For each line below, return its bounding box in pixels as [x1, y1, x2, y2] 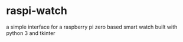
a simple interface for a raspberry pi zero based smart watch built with [6, 23, 178, 30]
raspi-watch [6, 4, 68, 17]
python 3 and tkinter [6, 29, 55, 36]
